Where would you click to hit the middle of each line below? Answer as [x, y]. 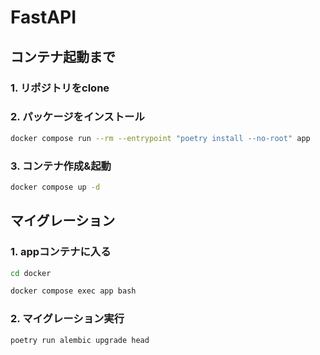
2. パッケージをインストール [77, 117]
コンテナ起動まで [63, 56]
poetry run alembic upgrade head [80, 340]
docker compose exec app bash [73, 291]
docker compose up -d [55, 187]
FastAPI [43, 17]
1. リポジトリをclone [60, 88]
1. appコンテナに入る [61, 252]
